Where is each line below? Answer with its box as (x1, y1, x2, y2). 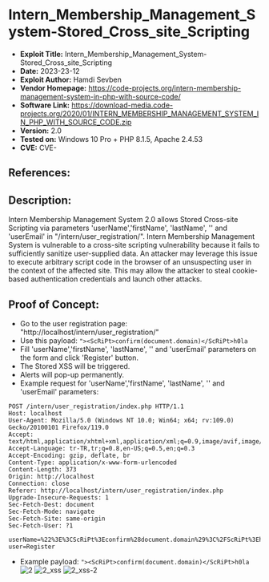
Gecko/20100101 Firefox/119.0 (8, 423, 110, 431)
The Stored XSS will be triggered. (19, 361, 130, 370)
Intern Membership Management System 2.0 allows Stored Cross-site (8, 215, 239, 224)
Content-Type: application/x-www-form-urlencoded (8, 459, 178, 467)
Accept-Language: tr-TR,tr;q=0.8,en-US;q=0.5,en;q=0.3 (8, 444, 195, 452)
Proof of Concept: (8, 297, 100, 311)
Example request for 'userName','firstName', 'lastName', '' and (19, 378, 226, 388)
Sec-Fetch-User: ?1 (8, 521, 74, 530)
